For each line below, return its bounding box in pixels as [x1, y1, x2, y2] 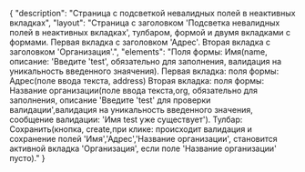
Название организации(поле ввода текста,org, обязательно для [9, 86, 258, 96]
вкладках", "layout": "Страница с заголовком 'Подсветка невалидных [9, 17, 280, 28]
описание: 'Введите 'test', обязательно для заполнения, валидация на [9, 56, 282, 66]
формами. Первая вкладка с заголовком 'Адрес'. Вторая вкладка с [9, 36, 271, 47]
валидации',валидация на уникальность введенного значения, [9, 105, 253, 115]
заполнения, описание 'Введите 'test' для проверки [9, 95, 211, 106]
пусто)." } [9, 153, 46, 163]
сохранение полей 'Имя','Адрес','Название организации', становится [9, 134, 278, 144]
